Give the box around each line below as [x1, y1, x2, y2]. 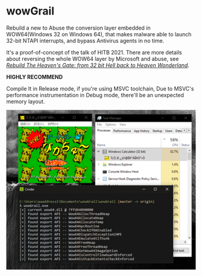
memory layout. [6, 98, 45, 105]
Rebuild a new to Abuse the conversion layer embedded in [6, 24, 151, 31]
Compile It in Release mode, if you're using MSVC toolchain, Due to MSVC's [6, 85, 194, 92]
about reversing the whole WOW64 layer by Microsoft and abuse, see [6, 55, 179, 62]
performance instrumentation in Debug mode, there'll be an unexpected [6, 91, 185, 98]
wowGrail [6, 4, 55, 18]
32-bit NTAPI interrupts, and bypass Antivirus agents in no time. [6, 37, 164, 44]
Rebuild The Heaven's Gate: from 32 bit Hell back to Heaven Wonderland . [6, 62, 189, 69]
